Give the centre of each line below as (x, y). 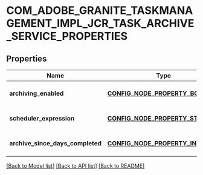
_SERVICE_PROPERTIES (67, 36)
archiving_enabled (37, 93)
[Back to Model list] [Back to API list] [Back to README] (76, 166)
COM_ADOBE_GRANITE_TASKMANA (100, 11)
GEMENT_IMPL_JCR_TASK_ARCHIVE (100, 23)
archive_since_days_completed (55, 143)
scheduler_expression (42, 118)
